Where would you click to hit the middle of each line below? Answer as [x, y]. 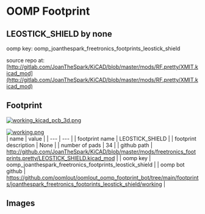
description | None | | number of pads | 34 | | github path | [79, 145]
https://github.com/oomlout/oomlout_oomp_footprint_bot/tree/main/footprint [103, 177]
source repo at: [25, 60]
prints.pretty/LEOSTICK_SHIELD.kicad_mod [61, 158]
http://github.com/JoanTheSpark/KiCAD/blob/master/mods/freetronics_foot [101, 152]
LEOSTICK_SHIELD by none [59, 34]
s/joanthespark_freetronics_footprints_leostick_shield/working [85, 184]
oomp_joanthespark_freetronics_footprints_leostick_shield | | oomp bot [95, 164]
